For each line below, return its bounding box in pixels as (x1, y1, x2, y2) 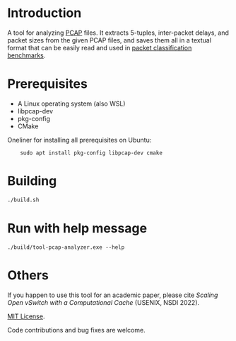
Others (7, 267, 49, 283)
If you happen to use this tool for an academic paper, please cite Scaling (7, 291, 218, 299)
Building (7, 173, 57, 189)
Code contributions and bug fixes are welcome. (7, 325, 146, 334)
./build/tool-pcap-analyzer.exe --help (7, 243, 125, 251)
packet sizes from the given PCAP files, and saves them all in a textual (7, 35, 212, 44)
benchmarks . (7, 51, 46, 60)
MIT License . (7, 312, 45, 320)
